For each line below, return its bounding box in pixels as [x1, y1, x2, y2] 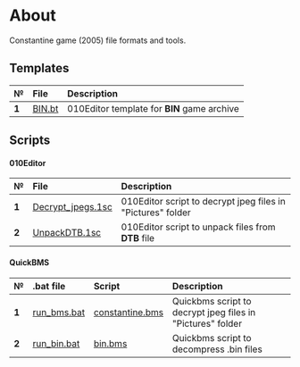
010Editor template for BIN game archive [66, 102, 239, 114]
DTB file [121, 232, 154, 245]
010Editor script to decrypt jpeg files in [121, 196, 286, 208]
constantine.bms [93, 305, 163, 318]
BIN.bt [32, 102, 59, 114]
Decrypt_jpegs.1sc [32, 201, 113, 213]
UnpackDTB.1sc [32, 227, 101, 239]
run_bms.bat [32, 305, 86, 318]
